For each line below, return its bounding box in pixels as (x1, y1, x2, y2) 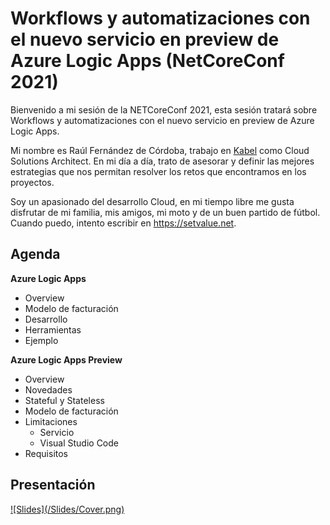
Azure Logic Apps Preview (10, 353, 123, 366)
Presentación (10, 477, 96, 494)
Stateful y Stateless (24, 394, 105, 406)
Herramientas (24, 323, 82, 336)
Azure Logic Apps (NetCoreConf (10, 50, 285, 72)
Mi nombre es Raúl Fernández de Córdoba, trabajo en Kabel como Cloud (10, 144, 310, 156)
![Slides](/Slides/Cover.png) (10, 503, 125, 515)
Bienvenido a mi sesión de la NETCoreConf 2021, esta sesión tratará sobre (10, 103, 318, 116)
